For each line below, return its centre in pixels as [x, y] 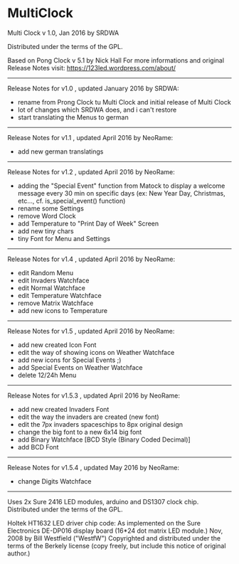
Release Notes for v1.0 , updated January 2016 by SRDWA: [93, 88]
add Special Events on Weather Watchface [80, 367]
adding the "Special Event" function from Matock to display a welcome [121, 186]
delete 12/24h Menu [47, 375]
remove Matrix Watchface [55, 303]
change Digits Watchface [54, 481]
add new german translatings [60, 151]
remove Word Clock [47, 216]
